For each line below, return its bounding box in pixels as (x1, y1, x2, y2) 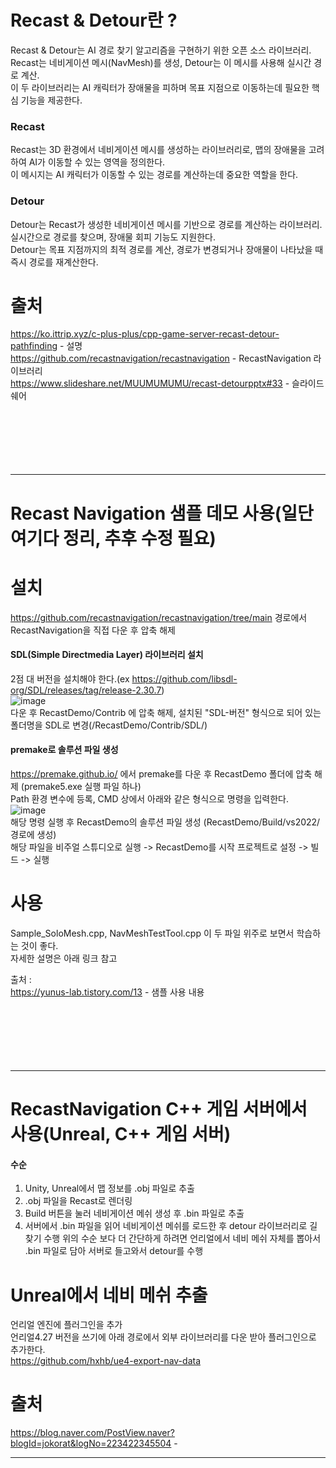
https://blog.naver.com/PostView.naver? (10, 1427, 175, 1439)
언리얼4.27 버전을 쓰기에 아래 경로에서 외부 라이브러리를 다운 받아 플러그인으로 (10, 1331, 317, 1343)
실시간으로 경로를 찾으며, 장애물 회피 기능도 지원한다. (10, 231, 216, 243)
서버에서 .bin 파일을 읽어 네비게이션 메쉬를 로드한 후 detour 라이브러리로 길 (24, 1220, 318, 1232)
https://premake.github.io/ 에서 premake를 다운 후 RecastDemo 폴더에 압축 (10, 768, 313, 780)
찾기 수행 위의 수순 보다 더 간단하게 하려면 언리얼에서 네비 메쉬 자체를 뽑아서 (24, 1232, 322, 1245)
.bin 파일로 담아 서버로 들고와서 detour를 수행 (24, 1245, 204, 1257)
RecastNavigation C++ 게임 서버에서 (10, 1098, 308, 1121)
